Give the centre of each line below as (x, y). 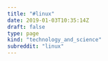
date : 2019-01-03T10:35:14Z (48, 20)
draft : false (26, 27)
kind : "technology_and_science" (54, 40)
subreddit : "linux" (36, 46)
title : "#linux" (31, 14)
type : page (23, 33)
